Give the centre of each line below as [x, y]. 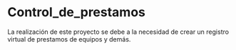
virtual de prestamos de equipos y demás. [69, 39]
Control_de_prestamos [77, 12]
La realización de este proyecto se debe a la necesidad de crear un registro [118, 32]
